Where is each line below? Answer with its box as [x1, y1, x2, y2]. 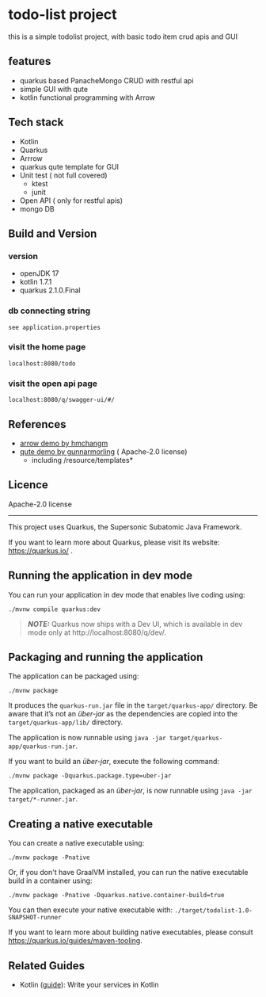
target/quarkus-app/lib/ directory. [8, 717, 123, 727]
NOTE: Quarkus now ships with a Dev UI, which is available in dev [27, 619, 243, 628]
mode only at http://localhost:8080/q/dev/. [27, 628, 167, 637]
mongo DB [19, 204, 55, 213]
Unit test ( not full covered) [19, 170, 108, 180]
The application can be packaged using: [8, 671, 139, 681]
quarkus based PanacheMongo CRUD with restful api [19, 75, 194, 85]
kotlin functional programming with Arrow [19, 93, 156, 102]
